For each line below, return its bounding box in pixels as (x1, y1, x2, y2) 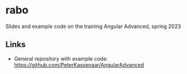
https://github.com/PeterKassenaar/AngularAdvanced (13, 61, 144, 68)
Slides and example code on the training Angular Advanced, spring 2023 (5, 23, 181, 30)
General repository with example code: (13, 55, 108, 62)
